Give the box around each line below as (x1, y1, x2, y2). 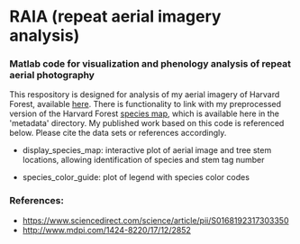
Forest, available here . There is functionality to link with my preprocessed (9, 99, 282, 110)
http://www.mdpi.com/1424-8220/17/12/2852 (22, 224, 191, 235)
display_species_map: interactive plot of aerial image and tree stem (22, 145, 272, 156)
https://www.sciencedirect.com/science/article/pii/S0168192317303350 (22, 214, 289, 226)
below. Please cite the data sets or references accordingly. (9, 128, 227, 139)
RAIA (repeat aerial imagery (9, 6, 222, 27)
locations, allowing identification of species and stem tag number (22, 155, 265, 166)
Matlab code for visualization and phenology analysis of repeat (9, 58, 291, 70)
